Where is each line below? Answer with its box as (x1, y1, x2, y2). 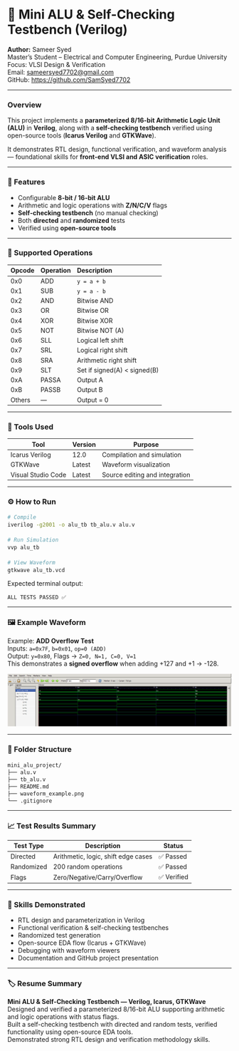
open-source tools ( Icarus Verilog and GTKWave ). (7, 131, 156, 140)
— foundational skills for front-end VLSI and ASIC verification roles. (7, 152, 208, 161)
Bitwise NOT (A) (77, 326, 124, 334)
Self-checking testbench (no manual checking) (17, 208, 159, 217)
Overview (7, 100, 42, 110)
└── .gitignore (7, 797, 53, 804)
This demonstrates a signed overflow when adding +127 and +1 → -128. (7, 659, 219, 668)
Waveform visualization (102, 460, 171, 469)
